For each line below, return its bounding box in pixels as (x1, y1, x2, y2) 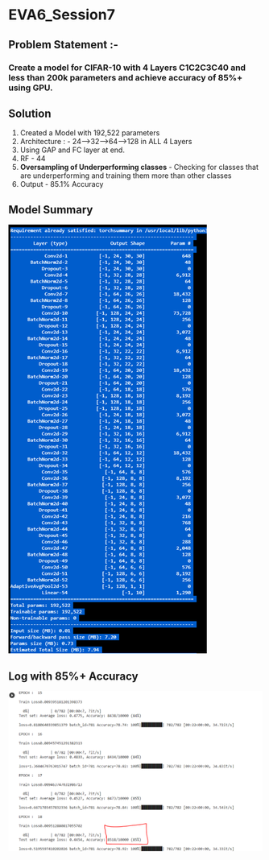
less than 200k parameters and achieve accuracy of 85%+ (8, 72, 243, 83)
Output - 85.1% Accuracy (19, 180, 104, 189)
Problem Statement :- (8, 38, 119, 52)
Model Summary (8, 203, 93, 217)
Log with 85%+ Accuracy (8, 669, 139, 683)
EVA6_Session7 (8, 6, 115, 24)
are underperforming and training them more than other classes (19, 171, 232, 180)
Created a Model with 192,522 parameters (19, 128, 160, 138)
